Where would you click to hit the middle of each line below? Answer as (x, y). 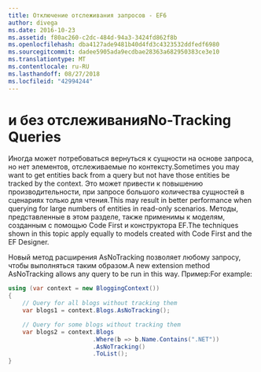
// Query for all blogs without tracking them (100, 304)
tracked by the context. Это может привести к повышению (106, 184)
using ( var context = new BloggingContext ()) (84, 289)
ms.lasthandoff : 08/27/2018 (54, 74)
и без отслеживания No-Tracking (120, 120)
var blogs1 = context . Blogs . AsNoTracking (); (96, 311)
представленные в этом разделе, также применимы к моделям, (117, 217)
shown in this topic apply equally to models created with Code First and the (130, 234)
